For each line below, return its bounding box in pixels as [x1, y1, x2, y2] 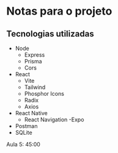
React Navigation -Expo [24, 116, 84, 123]
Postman [15, 123, 38, 129]
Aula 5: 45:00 [6, 141, 41, 148]
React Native [15, 110, 48, 116]
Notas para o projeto [6, 4, 112, 18]
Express [24, 51, 45, 59]
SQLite [15, 129, 32, 136]
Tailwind [24, 84, 46, 91]
